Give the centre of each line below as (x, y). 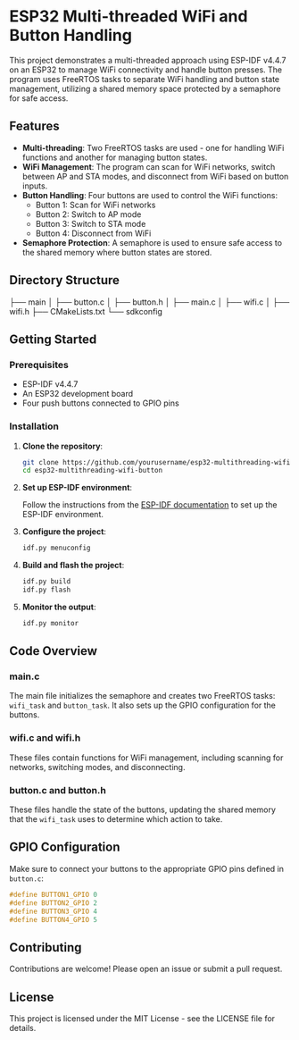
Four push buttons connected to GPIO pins (101, 403)
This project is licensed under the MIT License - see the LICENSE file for (142, 1019)
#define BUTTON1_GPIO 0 (54, 894)
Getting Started (53, 339)
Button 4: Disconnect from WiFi (93, 233)
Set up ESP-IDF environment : (77, 488)
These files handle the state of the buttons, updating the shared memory (143, 809)
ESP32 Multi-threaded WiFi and (129, 17)
